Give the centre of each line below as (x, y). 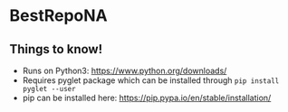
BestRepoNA (59, 16)
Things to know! (56, 49)
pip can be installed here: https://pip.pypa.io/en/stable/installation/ (147, 98)
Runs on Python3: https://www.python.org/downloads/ (125, 70)
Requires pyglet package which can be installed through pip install (151, 80)
